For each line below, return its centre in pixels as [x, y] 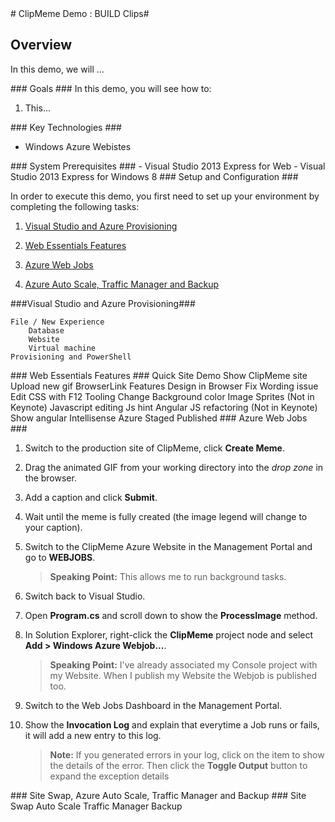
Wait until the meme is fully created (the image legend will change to [166, 516]
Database [46, 330]
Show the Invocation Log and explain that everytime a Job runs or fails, [172, 724]
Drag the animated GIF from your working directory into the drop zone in [174, 467]
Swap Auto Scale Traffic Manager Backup [96, 806]
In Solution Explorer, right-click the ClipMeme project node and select [169, 634]
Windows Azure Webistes [78, 146]
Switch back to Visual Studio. [85, 596]
